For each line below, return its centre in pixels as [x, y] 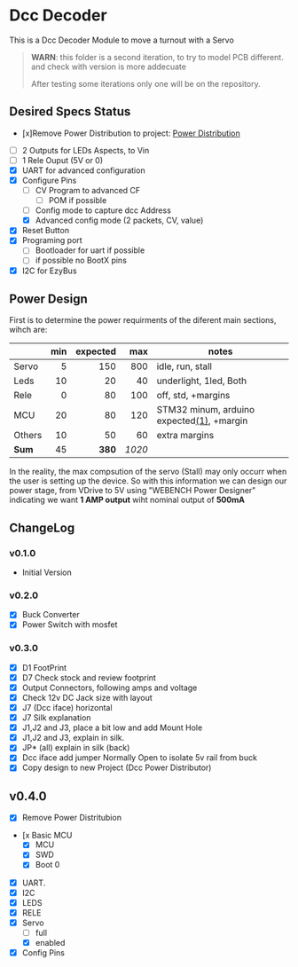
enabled [50, 942]
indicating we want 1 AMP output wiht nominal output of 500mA [127, 500]
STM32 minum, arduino [206, 410]
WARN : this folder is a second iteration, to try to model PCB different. [157, 57]
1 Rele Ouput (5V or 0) [63, 160]
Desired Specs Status [70, 112]
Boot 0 [47, 865]
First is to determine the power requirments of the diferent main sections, [143, 320]
